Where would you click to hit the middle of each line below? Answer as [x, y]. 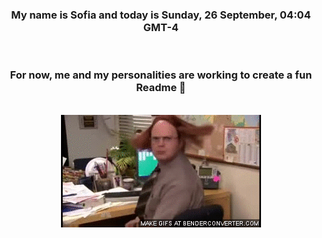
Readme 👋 [161, 88]
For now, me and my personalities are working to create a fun [161, 75]
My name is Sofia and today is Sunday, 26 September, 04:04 [161, 15]
